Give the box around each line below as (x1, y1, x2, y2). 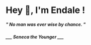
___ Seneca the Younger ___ (6, 34, 64, 40)
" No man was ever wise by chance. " (6, 21, 86, 27)
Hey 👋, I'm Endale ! (6, 4, 85, 16)
